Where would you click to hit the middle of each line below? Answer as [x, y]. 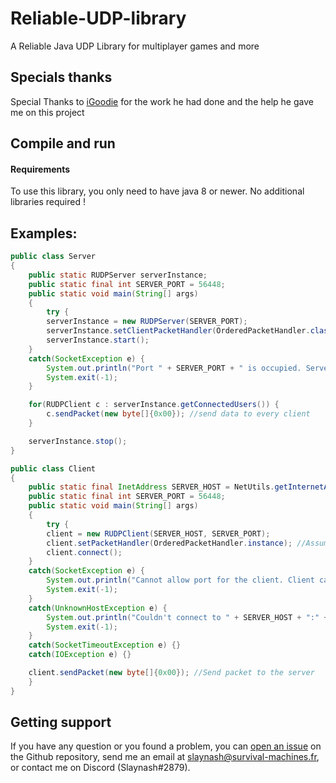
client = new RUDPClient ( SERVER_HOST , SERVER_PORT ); [158, 533]
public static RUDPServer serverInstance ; [118, 275]
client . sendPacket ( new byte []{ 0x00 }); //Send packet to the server [171, 673]
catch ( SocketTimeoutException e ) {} [105, 645]
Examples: [44, 233]
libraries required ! [48, 202]
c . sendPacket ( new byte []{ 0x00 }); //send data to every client [178, 414]
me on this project [47, 112]
